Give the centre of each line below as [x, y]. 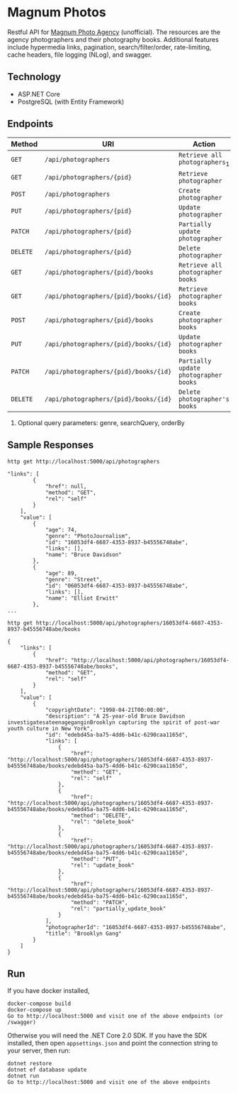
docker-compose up [34, 1010]
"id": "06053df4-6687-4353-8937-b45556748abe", [117, 586]
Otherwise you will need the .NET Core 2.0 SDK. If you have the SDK [107, 1036]
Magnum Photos [57, 12]
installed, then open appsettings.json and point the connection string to [113, 1043]
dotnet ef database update [47, 1070]
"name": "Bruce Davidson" [83, 554]
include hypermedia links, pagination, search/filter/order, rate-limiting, [109, 47]
